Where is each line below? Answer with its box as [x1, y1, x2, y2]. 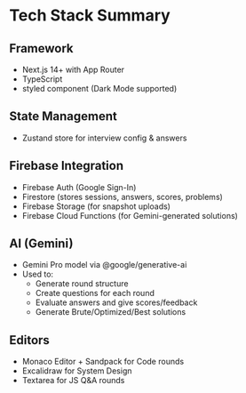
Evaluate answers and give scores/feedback [35, 297, 198, 308]
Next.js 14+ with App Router [21, 64, 125, 75]
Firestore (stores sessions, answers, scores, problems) [21, 191, 224, 202]
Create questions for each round [35, 288, 155, 299]
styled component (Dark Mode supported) [21, 84, 178, 93]
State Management [9, 108, 117, 124]
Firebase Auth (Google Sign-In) [21, 181, 137, 192]
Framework [9, 41, 74, 56]
